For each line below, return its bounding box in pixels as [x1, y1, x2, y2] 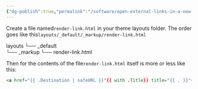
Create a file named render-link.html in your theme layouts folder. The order [6, 25, 192, 32]
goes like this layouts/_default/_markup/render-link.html [6, 30, 146, 38]
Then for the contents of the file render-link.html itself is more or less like [6, 60, 186, 67]
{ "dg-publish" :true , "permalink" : [6, 8, 88, 15]
